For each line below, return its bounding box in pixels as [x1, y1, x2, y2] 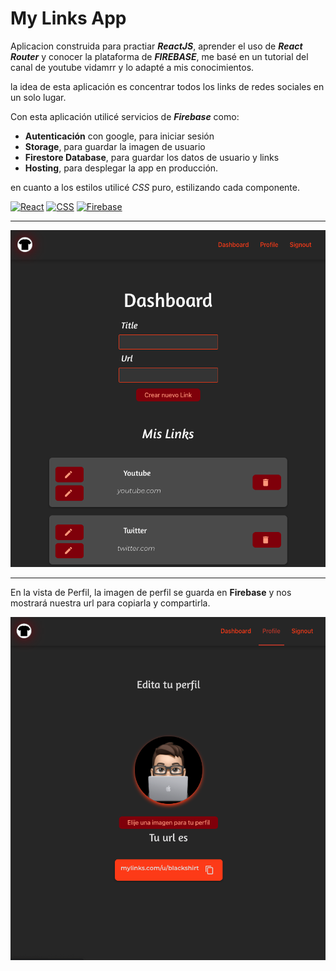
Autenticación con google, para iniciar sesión [24, 130, 215, 142]
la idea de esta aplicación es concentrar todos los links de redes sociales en [10, 80, 325, 92]
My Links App [10, 7, 127, 30]
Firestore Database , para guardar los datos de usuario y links [24, 151, 280, 163]
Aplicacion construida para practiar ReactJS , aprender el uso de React [10, 40, 303, 52]
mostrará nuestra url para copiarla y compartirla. [10, 597, 211, 609]
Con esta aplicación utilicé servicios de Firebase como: [10, 110, 240, 122]
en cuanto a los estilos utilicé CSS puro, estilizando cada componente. [10, 181, 301, 193]
